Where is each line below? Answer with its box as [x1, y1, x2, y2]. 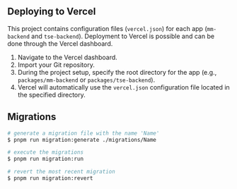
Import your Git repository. [17, 60, 96, 69]
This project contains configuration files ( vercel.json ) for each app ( [7, 24, 207, 32]
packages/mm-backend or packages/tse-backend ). [17, 75, 156, 84]
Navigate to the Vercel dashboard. [17, 53, 118, 61]
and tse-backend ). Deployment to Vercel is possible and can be [31, 32, 214, 40]
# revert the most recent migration [7, 169, 115, 176]
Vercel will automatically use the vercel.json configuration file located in [17, 83, 230, 91]
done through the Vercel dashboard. [7, 39, 113, 48]
